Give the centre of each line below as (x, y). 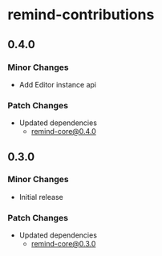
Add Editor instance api (58, 84)
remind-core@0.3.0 (63, 244)
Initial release (41, 197)
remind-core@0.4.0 (64, 132)
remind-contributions (81, 15)
